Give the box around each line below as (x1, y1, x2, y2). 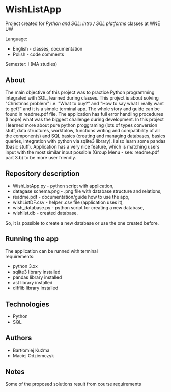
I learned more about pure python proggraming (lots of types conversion (5, 121, 158, 128)
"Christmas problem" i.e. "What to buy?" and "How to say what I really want (5, 100, 164, 106)
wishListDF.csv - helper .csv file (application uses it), (12, 199, 124, 205)
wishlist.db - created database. (12, 210, 78, 216)
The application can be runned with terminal (5, 248, 98, 254)
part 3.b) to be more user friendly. (5, 154, 76, 160)
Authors (5, 333, 32, 342)
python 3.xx (12, 263, 38, 269)
